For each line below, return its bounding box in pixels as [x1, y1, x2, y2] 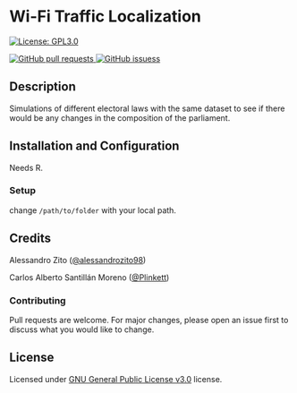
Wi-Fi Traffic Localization [9, 6, 201, 27]
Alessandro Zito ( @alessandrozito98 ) [9, 254, 147, 265]
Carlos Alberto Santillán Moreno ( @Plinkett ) [9, 271, 170, 283]
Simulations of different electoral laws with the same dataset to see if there [9, 103, 285, 114]
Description [9, 79, 76, 95]
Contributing [9, 294, 66, 306]
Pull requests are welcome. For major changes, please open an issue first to [9, 314, 289, 325]
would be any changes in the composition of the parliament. [9, 112, 231, 123]
